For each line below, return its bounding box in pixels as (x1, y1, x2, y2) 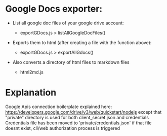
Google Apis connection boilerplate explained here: (5, 104, 112, 110)
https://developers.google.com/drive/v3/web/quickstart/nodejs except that (5, 109, 162, 115)
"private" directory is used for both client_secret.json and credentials (5, 114, 149, 120)
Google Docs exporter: (5, 3, 103, 15)
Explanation (5, 87, 57, 98)
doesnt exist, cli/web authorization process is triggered (5, 125, 120, 131)
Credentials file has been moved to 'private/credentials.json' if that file (5, 120, 152, 126)
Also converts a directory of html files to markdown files (12, 59, 130, 65)
